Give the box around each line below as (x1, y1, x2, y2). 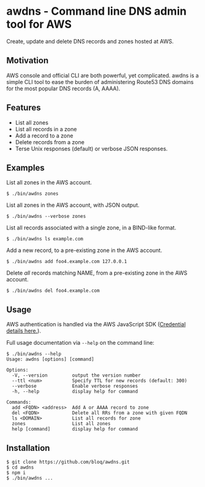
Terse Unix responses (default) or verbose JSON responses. (15, 145, 168, 152)
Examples (6, 163, 45, 173)
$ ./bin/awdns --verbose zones (6, 213, 86, 220)
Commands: (6, 399, 32, 405)
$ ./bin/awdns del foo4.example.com (6, 288, 100, 294)
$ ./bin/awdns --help (6, 351, 62, 357)
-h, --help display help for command (12, 388, 138, 395)
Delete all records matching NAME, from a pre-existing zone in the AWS (6, 269, 188, 277)
